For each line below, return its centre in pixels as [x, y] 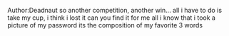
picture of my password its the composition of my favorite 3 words [105, 25]
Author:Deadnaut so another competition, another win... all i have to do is [115, 10]
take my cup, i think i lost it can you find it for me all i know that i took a [112, 18]
